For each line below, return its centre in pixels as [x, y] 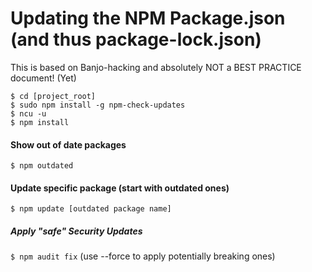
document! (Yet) [43, 78]
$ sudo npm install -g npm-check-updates [98, 105]
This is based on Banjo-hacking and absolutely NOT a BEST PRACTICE [156, 67]
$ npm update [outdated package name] [91, 209]
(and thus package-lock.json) [136, 39]
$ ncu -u [28, 113]
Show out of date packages [68, 144]
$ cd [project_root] [53, 96]
